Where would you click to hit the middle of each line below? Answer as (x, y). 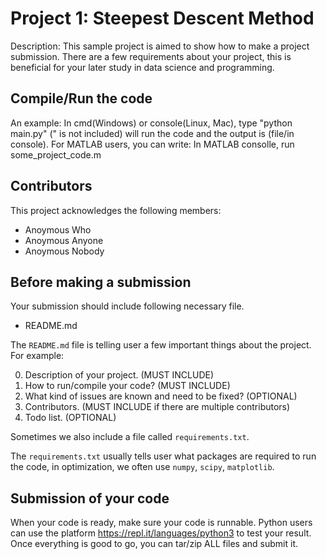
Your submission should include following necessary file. (127, 306)
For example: (37, 356)
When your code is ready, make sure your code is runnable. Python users (161, 523)
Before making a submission (101, 282)
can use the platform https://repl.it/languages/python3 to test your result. (161, 533)
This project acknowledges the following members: (116, 210)
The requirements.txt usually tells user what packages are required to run (163, 456)
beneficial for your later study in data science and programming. (142, 67)
